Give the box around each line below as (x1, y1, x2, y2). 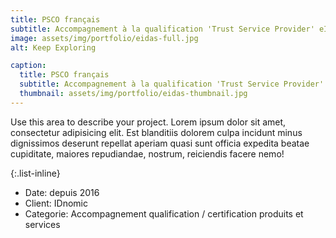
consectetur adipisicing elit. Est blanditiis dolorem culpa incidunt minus (10, 126, 303, 138)
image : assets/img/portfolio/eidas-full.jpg (10, 33, 199, 43)
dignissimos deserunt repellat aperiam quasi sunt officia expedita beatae (10, 137, 310, 149)
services (24, 218, 61, 230)
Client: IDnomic (24, 197, 88, 209)
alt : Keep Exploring (10, 42, 97, 53)
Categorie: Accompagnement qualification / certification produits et (24, 207, 304, 220)
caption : (10, 61, 47, 71)
